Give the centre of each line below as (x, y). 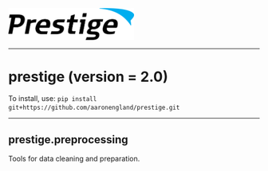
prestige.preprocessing (69, 140)
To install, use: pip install (53, 99)
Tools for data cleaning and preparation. (74, 159)
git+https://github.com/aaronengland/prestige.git (94, 108)
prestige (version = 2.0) (89, 77)
